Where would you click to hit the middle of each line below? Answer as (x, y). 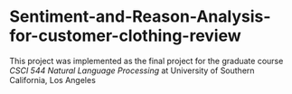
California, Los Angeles (53, 80)
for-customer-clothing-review (125, 36)
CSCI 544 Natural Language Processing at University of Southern (132, 70)
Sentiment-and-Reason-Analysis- (140, 17)
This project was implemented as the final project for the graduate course (146, 61)
